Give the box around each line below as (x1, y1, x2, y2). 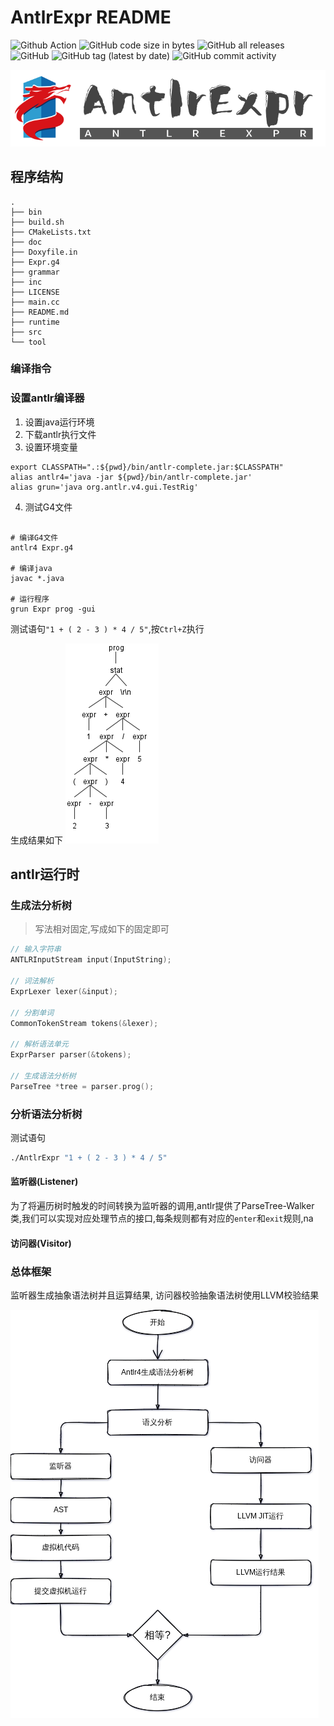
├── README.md (10, 307, 70, 317)
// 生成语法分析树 (10, 1071, 77, 1081)
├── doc (10, 237, 43, 247)
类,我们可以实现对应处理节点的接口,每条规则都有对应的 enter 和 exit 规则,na (10, 1212, 314, 1225)
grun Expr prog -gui (10, 604, 97, 614)
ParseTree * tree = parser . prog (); (10, 1081, 155, 1091)
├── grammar (10, 267, 60, 277)
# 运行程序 (10, 594, 50, 604)
